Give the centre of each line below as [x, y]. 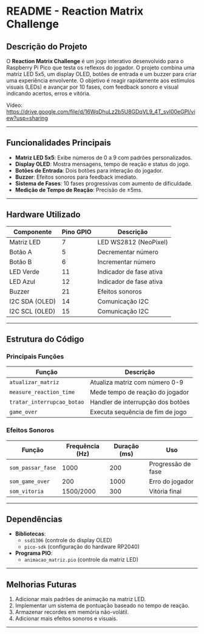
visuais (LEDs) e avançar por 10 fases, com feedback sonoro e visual [93, 87]
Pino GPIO [77, 232]
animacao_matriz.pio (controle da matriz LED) [81, 560]
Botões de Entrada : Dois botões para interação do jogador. [89, 170]
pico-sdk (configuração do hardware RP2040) [82, 547]
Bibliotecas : [30, 534]
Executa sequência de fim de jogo [138, 412]
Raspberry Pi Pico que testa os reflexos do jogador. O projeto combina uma [100, 67]
